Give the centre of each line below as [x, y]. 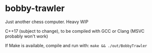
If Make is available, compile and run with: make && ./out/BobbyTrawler [76, 45]
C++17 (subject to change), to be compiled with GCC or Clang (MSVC [75, 31]
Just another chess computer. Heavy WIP [47, 22]
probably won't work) [27, 36]
